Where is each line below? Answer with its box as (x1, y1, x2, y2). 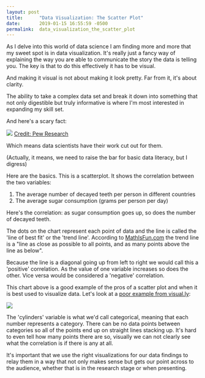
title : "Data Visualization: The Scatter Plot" (6, 15, 144, 21)
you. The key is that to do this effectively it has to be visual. (6, 62, 156, 70)
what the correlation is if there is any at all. (6, 339, 113, 347)
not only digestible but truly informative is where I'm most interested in (6, 99, 185, 107)
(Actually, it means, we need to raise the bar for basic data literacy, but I (6, 154, 188, 161)
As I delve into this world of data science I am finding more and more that (6, 43, 192, 50)
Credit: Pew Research (13, 130, 69, 138)
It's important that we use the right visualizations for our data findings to (6, 352, 188, 359)
